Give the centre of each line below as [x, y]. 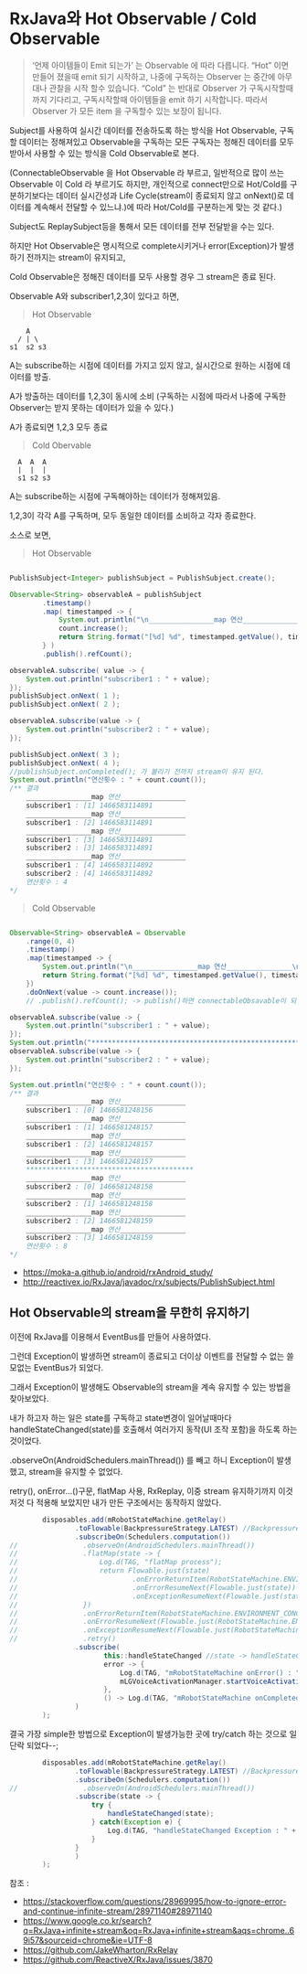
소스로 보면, [31, 535]
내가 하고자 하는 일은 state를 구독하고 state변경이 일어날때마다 [121, 1417]
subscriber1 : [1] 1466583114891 [90, 806]
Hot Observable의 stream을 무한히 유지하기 [130, 1313]
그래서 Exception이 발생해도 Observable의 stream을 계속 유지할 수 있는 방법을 [150, 1387]
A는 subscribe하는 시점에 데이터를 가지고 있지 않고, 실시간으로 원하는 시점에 [145, 365]
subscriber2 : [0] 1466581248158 [90, 1187]
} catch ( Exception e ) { [136, 1822]
